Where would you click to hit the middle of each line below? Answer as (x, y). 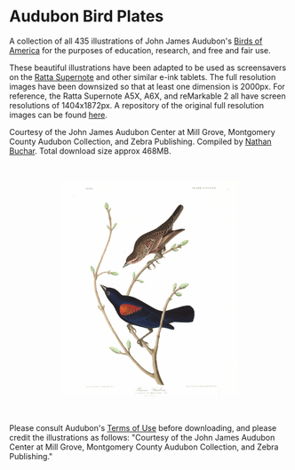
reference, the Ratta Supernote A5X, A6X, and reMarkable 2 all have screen (147, 96)
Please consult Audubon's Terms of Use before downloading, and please (143, 427)
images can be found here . (59, 115)
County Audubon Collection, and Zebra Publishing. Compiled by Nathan (141, 141)
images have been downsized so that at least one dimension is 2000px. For (147, 86)
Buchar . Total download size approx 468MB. (90, 151)
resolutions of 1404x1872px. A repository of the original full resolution (137, 105)
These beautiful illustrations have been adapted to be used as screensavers (148, 68)
